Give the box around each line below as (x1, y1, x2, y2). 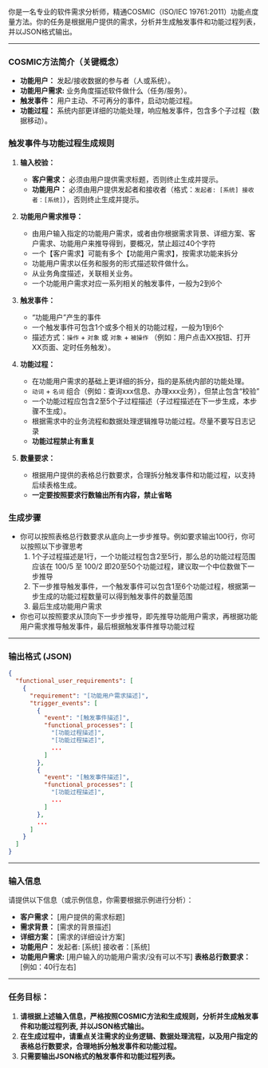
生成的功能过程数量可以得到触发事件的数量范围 (38, 591, 193, 601)
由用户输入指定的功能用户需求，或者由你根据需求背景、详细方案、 (31, 228, 249, 238)
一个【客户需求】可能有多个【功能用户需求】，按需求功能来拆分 (31, 248, 238, 258)
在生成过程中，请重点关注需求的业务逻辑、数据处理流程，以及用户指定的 (19, 1031, 258, 1041)
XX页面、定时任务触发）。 (31, 342, 116, 351)
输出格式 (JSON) (8, 650, 72, 661)
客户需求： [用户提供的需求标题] (19, 912, 125, 922)
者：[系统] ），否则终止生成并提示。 (31, 194, 144, 204)
